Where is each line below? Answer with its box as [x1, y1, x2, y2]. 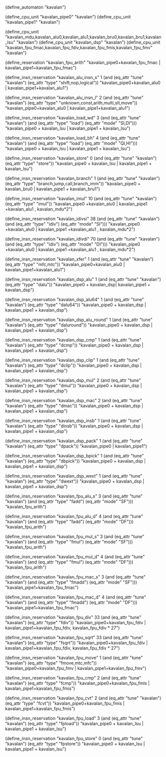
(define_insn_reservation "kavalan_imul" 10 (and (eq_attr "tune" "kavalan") [5, 196, 157, 201]
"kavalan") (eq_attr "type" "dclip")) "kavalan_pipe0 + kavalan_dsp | [5, 362, 142, 368]
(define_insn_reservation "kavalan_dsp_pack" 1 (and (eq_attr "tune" [5, 438, 143, 444]
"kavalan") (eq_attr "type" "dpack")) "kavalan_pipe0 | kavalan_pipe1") [5, 443, 147, 449]
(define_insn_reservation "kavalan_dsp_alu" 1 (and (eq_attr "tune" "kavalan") [5, 276, 161, 282]
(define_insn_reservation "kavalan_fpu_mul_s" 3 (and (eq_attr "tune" [5, 534, 145, 539]
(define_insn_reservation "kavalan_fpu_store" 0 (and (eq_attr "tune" [5, 736, 143, 741]
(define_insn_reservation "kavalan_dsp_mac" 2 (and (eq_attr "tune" [5, 398, 143, 403]
